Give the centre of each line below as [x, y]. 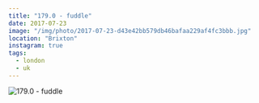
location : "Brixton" [43, 38]
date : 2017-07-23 [38, 23]
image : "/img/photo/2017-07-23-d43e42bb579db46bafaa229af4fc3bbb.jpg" [130, 31]
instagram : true [36, 46]
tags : [17, 53]
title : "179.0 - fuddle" [50, 16]
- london [30, 61]
